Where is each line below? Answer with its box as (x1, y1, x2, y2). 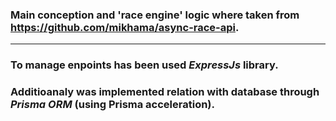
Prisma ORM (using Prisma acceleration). (10, 98, 216, 112)
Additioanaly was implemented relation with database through (10, 85, 320, 99)
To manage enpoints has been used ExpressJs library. (10, 58, 279, 72)
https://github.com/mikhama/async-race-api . (10, 20, 240, 34)
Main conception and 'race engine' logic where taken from (10, 8, 300, 22)
